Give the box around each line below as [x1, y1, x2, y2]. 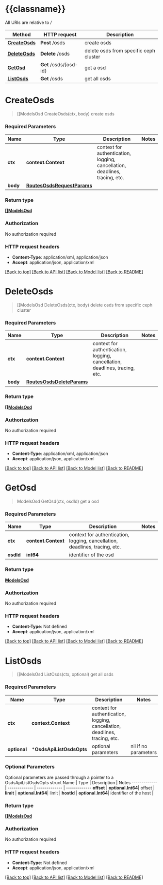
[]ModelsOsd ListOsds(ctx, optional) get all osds [16, 671, 114, 678]
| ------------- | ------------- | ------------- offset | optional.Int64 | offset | [5, 785, 155, 791]
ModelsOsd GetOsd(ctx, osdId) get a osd [16, 498, 99, 505]
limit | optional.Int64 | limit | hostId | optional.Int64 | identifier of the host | [5, 790, 154, 796]
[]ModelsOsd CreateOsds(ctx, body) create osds [16, 111, 115, 116]
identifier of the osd [69, 551, 114, 558]
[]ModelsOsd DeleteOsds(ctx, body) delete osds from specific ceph [16, 302, 153, 308]
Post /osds [40, 39, 65, 46]
